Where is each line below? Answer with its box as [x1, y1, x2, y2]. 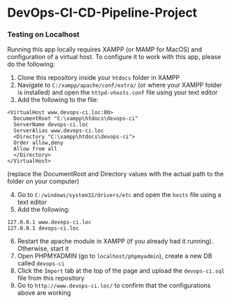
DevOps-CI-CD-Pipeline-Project [7, 5, 198, 21]
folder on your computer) [7, 177, 80, 185]
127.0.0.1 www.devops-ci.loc [7, 219, 92, 226]
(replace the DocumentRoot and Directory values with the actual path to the [7, 170, 224, 178]
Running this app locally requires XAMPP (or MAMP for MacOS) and [7, 45, 202, 53]
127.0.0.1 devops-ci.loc [7, 225, 79, 232]
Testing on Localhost [7, 30, 80, 40]
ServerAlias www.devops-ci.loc [13, 127, 104, 135]
